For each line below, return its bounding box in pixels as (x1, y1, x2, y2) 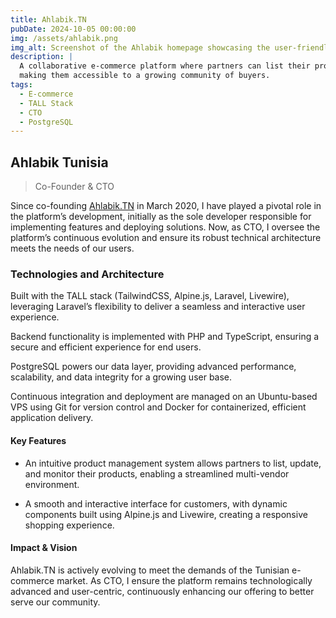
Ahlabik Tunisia (10, 154, 109, 171)
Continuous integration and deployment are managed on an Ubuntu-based (10, 391, 318, 403)
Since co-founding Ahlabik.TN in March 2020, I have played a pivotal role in (10, 200, 322, 212)
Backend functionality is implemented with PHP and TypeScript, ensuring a (10, 331, 320, 343)
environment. (24, 478, 80, 490)
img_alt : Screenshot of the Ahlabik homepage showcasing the (10, 42, 271, 53)
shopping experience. (24, 519, 115, 531)
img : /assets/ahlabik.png (10, 33, 118, 43)
